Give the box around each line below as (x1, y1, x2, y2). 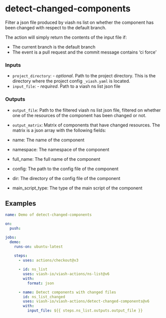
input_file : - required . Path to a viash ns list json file (12, 83, 120, 89)
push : (9, 226, 21, 231)
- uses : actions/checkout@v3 (18, 258, 79, 263)
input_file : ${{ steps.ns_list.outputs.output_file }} (27, 308, 143, 313)
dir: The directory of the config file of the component (12, 175, 120, 181)
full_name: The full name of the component (12, 156, 101, 162)
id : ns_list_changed (23, 294, 65, 299)
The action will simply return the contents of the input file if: (5, 34, 127, 40)
